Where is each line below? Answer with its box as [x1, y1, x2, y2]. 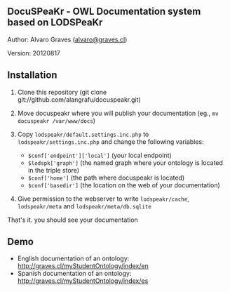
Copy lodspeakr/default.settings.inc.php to [17, 130, 149, 138]
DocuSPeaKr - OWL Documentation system [7, 6, 201, 18]
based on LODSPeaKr [7, 17, 103, 29]
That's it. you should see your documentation [7, 215, 138, 224]
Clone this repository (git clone [17, 88, 107, 96]
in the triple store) [27, 166, 79, 174]
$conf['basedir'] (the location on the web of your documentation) [27, 180, 221, 189]
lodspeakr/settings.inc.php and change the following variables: [17, 137, 205, 146]
